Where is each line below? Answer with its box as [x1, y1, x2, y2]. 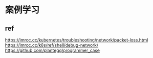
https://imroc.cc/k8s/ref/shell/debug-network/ [5, 42, 99, 48]
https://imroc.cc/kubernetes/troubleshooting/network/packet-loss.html [5, 37, 148, 43]
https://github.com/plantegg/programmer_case [5, 47, 100, 53]
